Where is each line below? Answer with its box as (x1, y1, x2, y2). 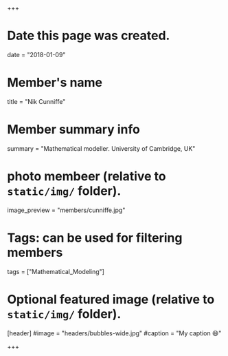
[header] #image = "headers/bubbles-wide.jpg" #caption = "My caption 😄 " (7, 328, 222, 337)
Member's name (7, 75, 103, 90)
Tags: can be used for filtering (7, 230, 183, 245)
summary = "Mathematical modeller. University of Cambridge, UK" (7, 144, 196, 152)
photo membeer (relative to (7, 169, 166, 184)
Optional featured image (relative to (7, 291, 215, 307)
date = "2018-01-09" (7, 50, 66, 59)
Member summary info (7, 122, 141, 138)
